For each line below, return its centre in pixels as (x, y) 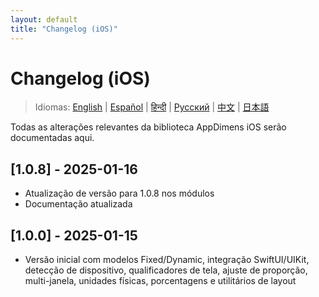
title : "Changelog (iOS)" (64, 29)
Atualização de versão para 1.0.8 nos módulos (119, 193)
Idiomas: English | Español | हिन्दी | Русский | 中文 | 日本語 (152, 107)
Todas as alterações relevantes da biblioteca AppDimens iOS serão (148, 127)
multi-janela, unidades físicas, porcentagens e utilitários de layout (160, 281)
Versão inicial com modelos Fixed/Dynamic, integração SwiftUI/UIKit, (167, 260)
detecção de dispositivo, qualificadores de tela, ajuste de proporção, (166, 270)
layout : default (44, 19)
